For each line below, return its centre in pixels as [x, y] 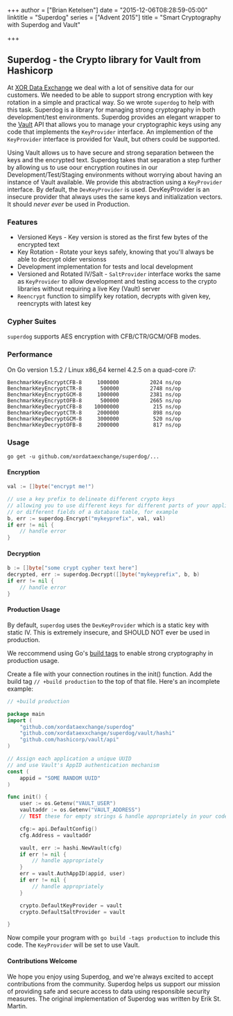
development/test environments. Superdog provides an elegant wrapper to [114, 117]
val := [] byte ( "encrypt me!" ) [51, 487]
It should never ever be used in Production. [69, 204]
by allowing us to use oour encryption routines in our [83, 167]
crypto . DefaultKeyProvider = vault [71, 905]
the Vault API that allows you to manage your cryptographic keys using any [114, 124]
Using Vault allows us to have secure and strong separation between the [111, 153]
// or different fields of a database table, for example [93, 512]
